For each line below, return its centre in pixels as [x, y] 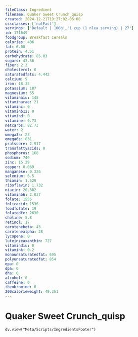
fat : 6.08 [15, 47]
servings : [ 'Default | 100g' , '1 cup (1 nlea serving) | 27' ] [69, 28]
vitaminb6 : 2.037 [23, 194]
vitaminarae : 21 [22, 102]
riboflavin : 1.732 [24, 185]
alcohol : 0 [16, 278]
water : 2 [14, 130]
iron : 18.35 [17, 84]
